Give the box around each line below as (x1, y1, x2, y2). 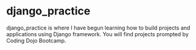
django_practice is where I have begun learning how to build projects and (6, 24, 191, 31)
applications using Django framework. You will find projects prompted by (6, 30, 189, 37)
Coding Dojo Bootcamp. (6, 37, 66, 44)
